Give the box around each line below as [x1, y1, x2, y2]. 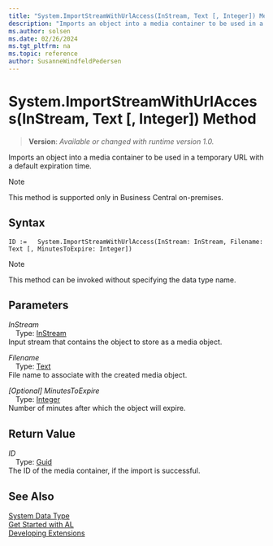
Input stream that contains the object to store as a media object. [8, 337, 223, 347]
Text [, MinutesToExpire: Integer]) [8, 245, 132, 253]
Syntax [8, 216, 45, 230]
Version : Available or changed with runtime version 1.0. [28, 136, 214, 146]
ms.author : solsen [8, 27, 71, 35]
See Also [8, 489, 54, 503]
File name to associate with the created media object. [8, 370, 188, 380]
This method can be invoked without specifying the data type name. [8, 274, 237, 285]
